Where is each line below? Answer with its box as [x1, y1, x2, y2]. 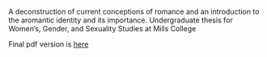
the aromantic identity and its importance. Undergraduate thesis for [8, 15, 233, 25]
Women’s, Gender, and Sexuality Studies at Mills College [8, 24, 197, 33]
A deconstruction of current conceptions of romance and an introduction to [8, 7, 260, 16]
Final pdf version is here [8, 39, 89, 49]
